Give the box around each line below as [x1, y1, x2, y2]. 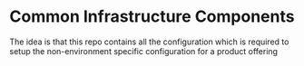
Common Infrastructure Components [9, 6, 295, 27]
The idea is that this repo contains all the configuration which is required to [9, 36, 289, 47]
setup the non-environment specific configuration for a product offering [9, 45, 279, 56]
